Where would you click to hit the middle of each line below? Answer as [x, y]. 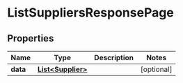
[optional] [156, 69]
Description [114, 58]
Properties [31, 38]
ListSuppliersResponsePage [90, 13]
